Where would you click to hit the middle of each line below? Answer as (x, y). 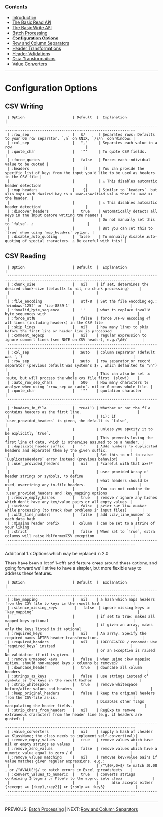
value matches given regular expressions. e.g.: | (69, 761)
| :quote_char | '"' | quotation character (74, 391)
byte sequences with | (72, 314)
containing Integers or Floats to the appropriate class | (80, 778)
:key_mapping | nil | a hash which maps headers (83, 600)
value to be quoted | (27, 164)
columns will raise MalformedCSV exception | (70, 536)
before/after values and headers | (79, 689)
